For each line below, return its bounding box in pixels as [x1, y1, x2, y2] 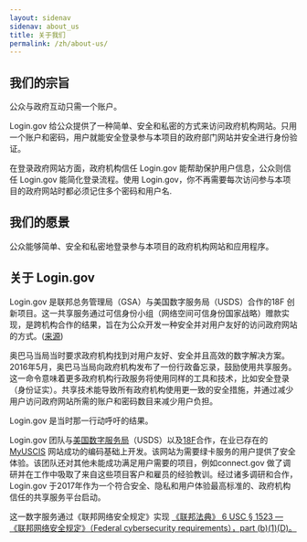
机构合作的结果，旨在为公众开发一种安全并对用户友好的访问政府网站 [40, 319, 298, 330]
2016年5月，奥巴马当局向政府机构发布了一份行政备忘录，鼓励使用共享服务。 [9, 361, 297, 372]
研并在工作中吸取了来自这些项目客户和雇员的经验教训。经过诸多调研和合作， [9, 468, 298, 480]
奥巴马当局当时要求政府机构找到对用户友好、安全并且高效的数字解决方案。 [9, 349, 290, 361]
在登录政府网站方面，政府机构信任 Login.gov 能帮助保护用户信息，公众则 [9, 163, 284, 174]
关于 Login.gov [9, 271, 96, 286]
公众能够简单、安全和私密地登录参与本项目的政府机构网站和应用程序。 [9, 240, 274, 251]
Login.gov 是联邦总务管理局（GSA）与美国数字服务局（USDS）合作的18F [9, 296, 285, 307]
